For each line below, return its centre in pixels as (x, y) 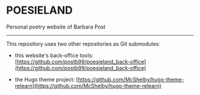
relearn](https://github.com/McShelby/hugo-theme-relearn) (88, 85)
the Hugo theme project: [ (46, 79)
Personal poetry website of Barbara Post (56, 27)
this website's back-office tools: (54, 55)
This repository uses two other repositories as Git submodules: (83, 44)
